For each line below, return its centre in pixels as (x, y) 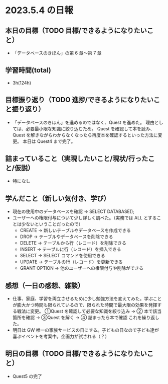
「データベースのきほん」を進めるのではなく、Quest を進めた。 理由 (83, 122)
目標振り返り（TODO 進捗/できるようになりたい (79, 100)
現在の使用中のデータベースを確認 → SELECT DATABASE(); (73, 211)
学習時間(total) (28, 70)
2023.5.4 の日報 (39, 10)
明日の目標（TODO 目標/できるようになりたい (76, 354)
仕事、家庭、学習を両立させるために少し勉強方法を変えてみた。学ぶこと (87, 299)
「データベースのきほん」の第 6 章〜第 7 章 (57, 53)
